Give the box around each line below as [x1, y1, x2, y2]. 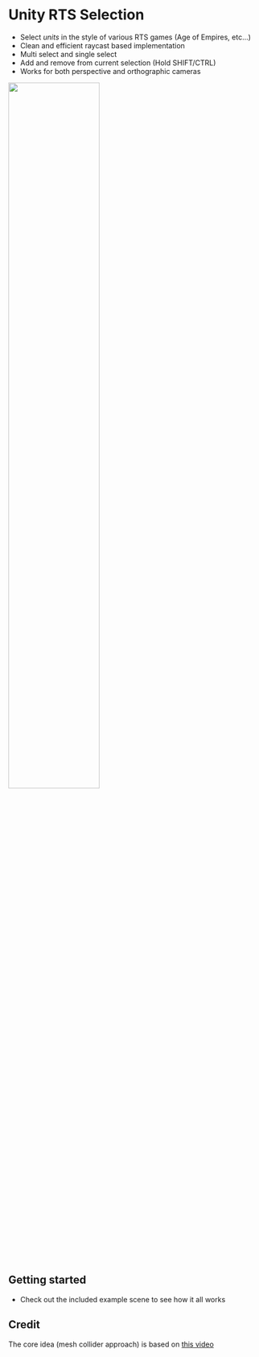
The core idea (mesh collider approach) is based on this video [8, 1339, 215, 1349]
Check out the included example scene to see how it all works [19, 1294, 226, 1304]
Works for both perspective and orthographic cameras [19, 66, 201, 76]
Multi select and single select [19, 49, 117, 59]
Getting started [8, 1273, 87, 1287]
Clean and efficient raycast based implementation [19, 40, 185, 50]
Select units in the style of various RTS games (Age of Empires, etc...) [19, 32, 252, 42]
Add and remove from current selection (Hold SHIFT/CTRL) [19, 58, 216, 68]
